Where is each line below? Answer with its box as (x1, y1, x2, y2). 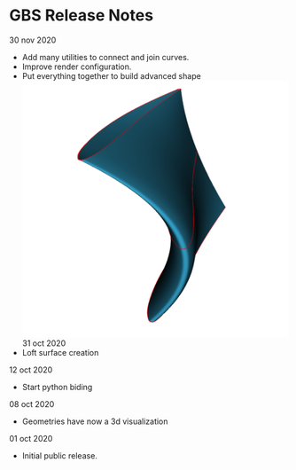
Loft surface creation (21, 348, 99, 358)
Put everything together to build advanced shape (21, 70, 201, 81)
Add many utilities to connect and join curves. (21, 51, 190, 62)
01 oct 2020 (9, 434, 53, 444)
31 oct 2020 (21, 338, 66, 349)
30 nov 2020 (9, 35, 57, 45)
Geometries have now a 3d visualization (21, 416, 168, 427)
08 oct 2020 (9, 399, 55, 410)
